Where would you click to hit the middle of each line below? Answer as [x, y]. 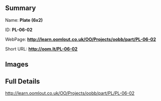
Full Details [23, 81]
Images [17, 65]
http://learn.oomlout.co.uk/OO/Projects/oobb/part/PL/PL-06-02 [70, 93]
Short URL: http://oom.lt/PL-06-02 [41, 49]
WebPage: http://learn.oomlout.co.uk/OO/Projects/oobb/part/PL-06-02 [80, 39]
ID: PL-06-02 [19, 30]
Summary [21, 8]
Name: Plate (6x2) [24, 20]
